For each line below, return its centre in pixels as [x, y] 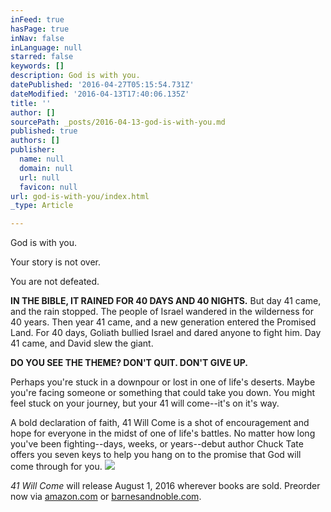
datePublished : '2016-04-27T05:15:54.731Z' [102, 85]
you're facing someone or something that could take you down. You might [162, 393]
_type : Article [42, 206]
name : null [42, 159]
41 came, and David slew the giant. [82, 343]
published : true [44, 131]
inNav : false [37, 38]
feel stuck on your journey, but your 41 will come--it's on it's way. [145, 403]
